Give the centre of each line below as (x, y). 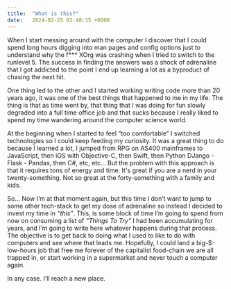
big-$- (206, 242)
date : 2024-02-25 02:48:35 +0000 (59, 20)
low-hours (22, 250)
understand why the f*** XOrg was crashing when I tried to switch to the (111, 55)
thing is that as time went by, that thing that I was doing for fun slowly (106, 105)
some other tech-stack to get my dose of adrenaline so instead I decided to (115, 206)
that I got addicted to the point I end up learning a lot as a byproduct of (108, 69)
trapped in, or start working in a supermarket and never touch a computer (112, 257)
